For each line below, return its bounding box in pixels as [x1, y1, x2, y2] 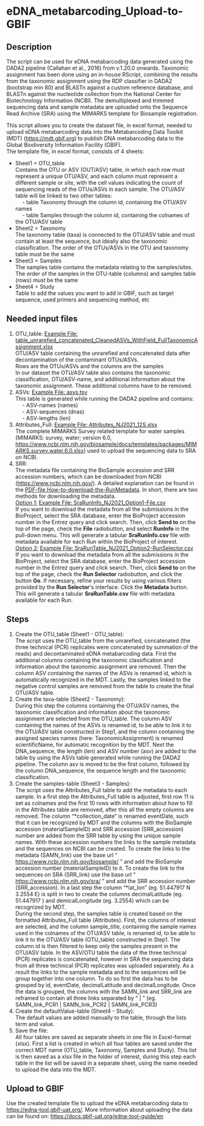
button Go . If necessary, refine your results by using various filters [15, 577, 181, 584]
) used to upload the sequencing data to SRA [83, 446, 196, 454]
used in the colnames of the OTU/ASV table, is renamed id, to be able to [15, 929, 196, 936]
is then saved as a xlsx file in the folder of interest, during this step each [15, 1053, 196, 1060]
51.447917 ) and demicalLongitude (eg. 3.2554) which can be [15, 897, 169, 904]
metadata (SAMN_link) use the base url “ [15, 851, 118, 859]
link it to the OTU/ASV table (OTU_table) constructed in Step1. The [15, 936, 181, 943]
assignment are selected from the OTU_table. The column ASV [15, 714, 172, 722]
